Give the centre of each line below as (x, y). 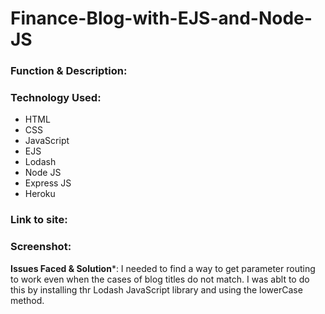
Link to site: (39, 220)
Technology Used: (56, 98)
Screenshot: (41, 247)
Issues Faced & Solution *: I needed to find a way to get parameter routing (163, 268)
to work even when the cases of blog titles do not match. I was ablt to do (160, 279)
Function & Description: (69, 71)
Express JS (48, 183)
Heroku (40, 194)
